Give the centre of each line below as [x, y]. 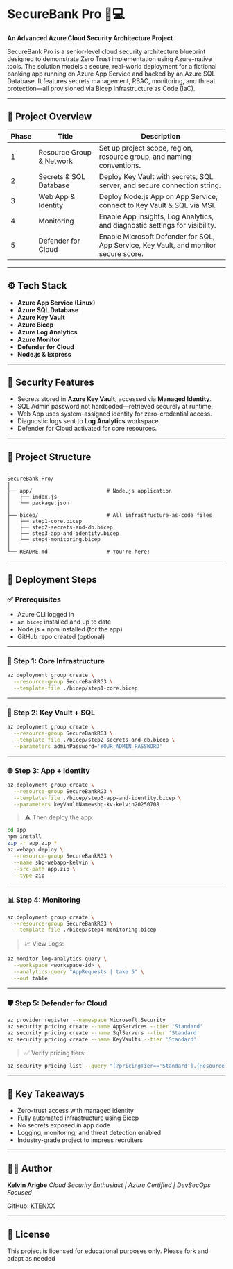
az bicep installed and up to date [64, 622]
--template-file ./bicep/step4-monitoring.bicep [85, 930]
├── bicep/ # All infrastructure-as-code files [110, 516]
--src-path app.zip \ [45, 869]
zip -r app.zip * [32, 843]
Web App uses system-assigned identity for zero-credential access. [115, 414]
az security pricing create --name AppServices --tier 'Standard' [105, 1026]
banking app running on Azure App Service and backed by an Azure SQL [111, 74]
